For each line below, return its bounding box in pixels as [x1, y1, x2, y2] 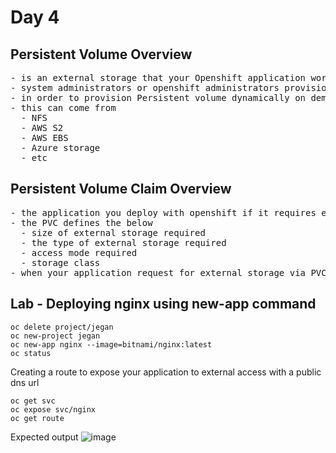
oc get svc [10, 396, 56, 406]
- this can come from [10, 102, 117, 113]
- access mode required [20, 247, 138, 258]
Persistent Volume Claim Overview [10, 181, 232, 198]
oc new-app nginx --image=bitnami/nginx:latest [10, 339, 213, 350]
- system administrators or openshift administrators [10, 82, 280, 93]
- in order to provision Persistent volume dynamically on [10, 92, 307, 103]
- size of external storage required [20, 227, 206, 238]
